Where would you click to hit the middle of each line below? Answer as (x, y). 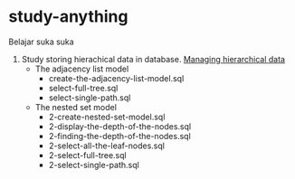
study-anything (68, 17)
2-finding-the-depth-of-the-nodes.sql (119, 136)
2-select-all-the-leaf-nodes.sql (106, 146)
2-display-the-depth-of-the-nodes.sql (120, 126)
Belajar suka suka (41, 42)
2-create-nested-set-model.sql (107, 117)
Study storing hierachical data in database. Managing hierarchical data (153, 59)
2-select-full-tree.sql (88, 155)
